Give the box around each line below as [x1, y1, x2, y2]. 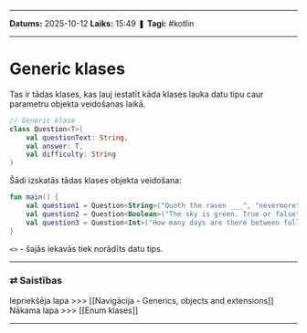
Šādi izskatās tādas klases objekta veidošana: [9, 175, 182, 186]
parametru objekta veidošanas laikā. [9, 98, 146, 109]
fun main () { [9, 193, 59, 202]
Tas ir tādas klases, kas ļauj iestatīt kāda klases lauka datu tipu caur [9, 88, 264, 99]
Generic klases [9, 58, 126, 79]
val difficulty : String [26, 150, 117, 160]
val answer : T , [26, 141, 84, 151]
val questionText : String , [26, 133, 129, 142]
